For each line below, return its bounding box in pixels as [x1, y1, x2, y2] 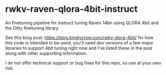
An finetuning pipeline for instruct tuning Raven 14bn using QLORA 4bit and [5, 20, 159, 26]
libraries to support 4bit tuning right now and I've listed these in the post [5, 45, 153, 51]
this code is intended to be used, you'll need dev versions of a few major [5, 39, 154, 45]
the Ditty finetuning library [5, 25, 58, 31]
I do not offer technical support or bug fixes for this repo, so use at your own [5, 60, 162, 66]
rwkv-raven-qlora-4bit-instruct [5, 3, 138, 15]
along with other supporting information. [5, 50, 88, 56]
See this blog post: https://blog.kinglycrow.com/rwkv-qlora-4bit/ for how [5, 35, 154, 40]
